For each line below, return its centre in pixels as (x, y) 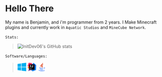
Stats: (12, 37)
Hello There (29, 9)
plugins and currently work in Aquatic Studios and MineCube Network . (76, 27)
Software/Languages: (27, 56)
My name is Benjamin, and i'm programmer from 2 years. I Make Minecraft (81, 22)
